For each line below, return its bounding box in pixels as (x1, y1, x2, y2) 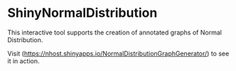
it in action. (7, 56, 41, 65)
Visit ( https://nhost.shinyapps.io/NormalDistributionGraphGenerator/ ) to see (7, 49, 230, 58)
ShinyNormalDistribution (7, 5, 158, 21)
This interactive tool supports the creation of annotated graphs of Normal (7, 28, 222, 37)
